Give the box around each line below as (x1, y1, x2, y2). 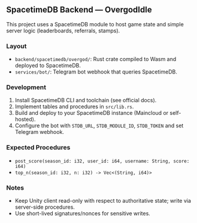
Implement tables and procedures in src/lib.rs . (14, 103, 134, 110)
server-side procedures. (14, 203, 75, 210)
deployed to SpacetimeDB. (14, 62, 81, 69)
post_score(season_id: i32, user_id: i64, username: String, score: (14, 158, 190, 164)
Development (6, 83, 47, 91)
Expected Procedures (6, 143, 71, 152)
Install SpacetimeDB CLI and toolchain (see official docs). (14, 97, 157, 104)
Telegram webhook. (14, 129, 65, 136)
